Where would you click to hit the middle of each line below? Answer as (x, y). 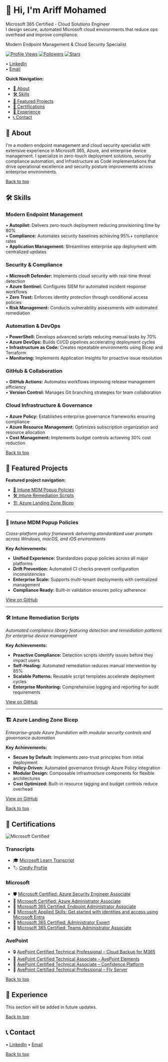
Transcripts (20, 849)
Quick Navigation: (25, 78)
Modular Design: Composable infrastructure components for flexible (84, 773)
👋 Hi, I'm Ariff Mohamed (56, 10)
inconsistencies (29, 574)
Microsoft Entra (29, 917)
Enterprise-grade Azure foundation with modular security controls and (78, 733)
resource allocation (25, 432)
